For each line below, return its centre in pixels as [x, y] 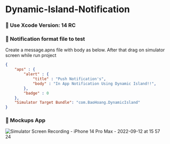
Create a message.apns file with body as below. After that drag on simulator [85, 50]
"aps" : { [25, 70]
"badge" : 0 [37, 93]
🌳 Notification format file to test [45, 39]
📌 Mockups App [26, 121]
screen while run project [31, 55]
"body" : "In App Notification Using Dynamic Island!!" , [94, 83]
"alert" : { [37, 74]
